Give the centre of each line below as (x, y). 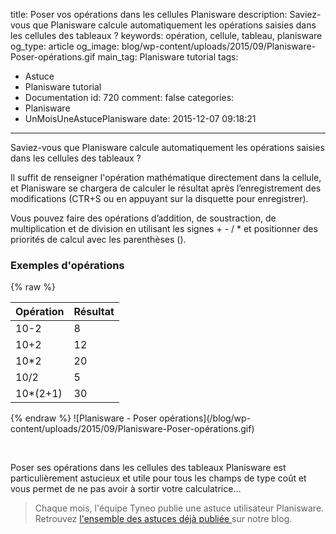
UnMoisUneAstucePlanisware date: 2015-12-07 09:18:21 (140, 118)
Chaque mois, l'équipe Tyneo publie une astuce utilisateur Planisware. (179, 508)
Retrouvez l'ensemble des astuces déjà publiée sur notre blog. (163, 519)
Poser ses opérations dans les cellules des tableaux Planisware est (148, 468)
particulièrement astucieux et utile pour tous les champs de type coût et (158, 478)
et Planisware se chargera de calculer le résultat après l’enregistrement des (166, 188)
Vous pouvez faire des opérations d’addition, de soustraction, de (143, 218)
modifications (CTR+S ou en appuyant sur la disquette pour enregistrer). (159, 198)
